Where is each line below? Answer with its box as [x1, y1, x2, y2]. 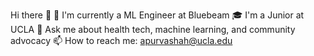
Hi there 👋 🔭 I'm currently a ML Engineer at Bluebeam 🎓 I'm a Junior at [10, 9, 305, 21]
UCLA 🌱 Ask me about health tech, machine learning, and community [10, 24, 296, 35]
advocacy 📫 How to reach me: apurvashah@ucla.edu [10, 35, 233, 46]
